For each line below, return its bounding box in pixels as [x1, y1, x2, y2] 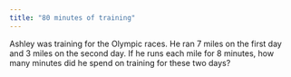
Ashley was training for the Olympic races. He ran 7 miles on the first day [9, 38, 283, 49]
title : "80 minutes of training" [9, 13, 136, 23]
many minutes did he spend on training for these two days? [9, 57, 231, 68]
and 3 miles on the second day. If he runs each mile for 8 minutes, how [9, 47, 275, 59]
